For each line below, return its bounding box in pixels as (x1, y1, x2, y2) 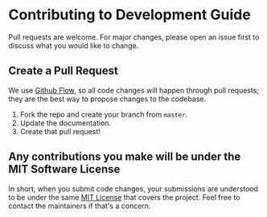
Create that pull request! (19, 126, 101, 136)
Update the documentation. (19, 118, 111, 128)
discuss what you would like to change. (8, 40, 139, 50)
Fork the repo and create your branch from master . (19, 109, 187, 119)
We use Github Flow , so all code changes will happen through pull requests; (8, 85, 260, 95)
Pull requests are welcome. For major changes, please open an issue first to (8, 32, 260, 42)
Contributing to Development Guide (8, 6, 251, 24)
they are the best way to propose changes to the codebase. (8, 94, 207, 104)
